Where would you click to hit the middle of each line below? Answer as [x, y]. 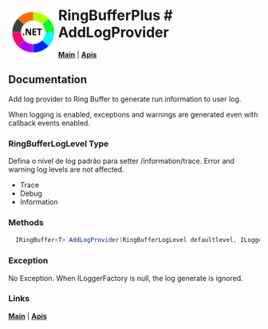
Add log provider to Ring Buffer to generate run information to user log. [125, 99]
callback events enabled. [49, 123]
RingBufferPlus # [116, 16]
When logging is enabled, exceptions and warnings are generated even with [133, 114]
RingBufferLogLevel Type [59, 144]
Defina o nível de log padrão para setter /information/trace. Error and [122, 161]
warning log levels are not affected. [67, 169]
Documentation [48, 79]
